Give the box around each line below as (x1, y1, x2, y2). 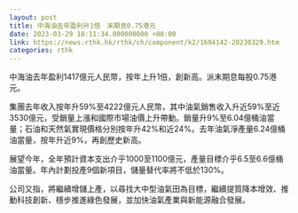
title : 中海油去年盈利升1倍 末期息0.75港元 (9, 21, 157, 30)
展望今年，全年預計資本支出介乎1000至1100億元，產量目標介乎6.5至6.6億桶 (9, 154, 284, 164)
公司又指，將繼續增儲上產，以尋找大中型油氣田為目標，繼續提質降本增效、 (9, 184, 281, 194)
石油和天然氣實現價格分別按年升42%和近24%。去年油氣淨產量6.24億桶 (24, 123, 286, 134)
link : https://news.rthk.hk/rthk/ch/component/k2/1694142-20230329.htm (9, 37, 279, 47)
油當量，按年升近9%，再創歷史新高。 (9, 135, 146, 146)
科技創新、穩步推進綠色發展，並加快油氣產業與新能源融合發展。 (16, 194, 250, 205)
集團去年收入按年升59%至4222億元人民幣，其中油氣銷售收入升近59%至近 (9, 101, 281, 112)
